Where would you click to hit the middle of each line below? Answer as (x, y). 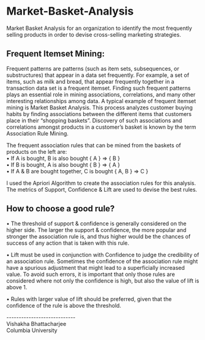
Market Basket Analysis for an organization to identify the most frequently (99, 28)
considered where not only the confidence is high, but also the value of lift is (103, 280)
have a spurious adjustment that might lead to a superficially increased (96, 267)
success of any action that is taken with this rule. (68, 243)
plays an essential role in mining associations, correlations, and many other (101, 94)
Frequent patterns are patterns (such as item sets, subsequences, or (93, 68)
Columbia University (32, 330)
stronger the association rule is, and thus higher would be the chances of (99, 236)
